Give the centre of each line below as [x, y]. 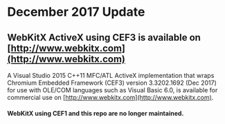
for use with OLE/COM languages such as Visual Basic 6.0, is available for [112, 90]
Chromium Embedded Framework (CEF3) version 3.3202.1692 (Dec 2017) [112, 83]
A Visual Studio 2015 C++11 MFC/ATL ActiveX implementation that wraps [111, 75]
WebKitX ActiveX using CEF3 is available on [104, 38]
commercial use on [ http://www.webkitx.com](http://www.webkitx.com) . [110, 97]
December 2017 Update [76, 12]
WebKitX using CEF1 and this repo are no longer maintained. [96, 113]
